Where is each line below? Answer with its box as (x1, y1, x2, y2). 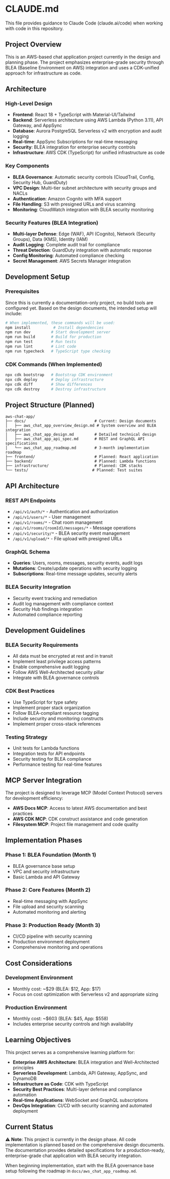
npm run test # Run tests (5, 339, 77, 344)
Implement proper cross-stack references (12, 720, 101, 727)
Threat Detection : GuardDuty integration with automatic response (12, 247, 152, 253)
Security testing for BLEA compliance (12, 756, 92, 762)
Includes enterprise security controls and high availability (12, 1021, 134, 1027)
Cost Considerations (5, 959, 72, 967)
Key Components (5, 162, 50, 169)
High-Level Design (5, 100, 53, 107)
